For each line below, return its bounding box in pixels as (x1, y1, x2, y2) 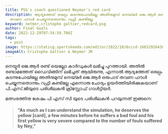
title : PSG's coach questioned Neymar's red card (5, 7, 111, 12)
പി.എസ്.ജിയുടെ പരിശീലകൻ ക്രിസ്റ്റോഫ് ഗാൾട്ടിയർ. (5, 85, 111, 91)
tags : (5, 35, 16, 40)
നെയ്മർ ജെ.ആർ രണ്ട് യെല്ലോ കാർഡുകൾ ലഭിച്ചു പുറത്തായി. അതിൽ (5, 63, 145, 69)
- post (9, 40, 23, 45)
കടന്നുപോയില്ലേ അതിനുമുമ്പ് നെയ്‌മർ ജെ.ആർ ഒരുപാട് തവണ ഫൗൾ (5, 74, 147, 80)
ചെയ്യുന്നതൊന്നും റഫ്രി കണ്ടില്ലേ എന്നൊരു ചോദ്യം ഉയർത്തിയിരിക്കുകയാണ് (5, 79, 157, 85)
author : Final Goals (5, 26, 48, 31)
